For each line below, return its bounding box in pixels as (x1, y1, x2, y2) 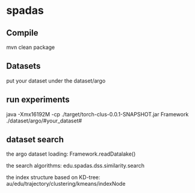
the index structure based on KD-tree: (6, 174, 101, 181)
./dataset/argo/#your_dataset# (6, 117, 82, 124)
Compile (6, 28, 39, 38)
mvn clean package (6, 43, 55, 51)
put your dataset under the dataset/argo (6, 77, 106, 84)
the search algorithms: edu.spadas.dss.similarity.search (6, 162, 145, 169)
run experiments (6, 95, 70, 105)
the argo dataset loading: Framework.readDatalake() (6, 150, 136, 157)
